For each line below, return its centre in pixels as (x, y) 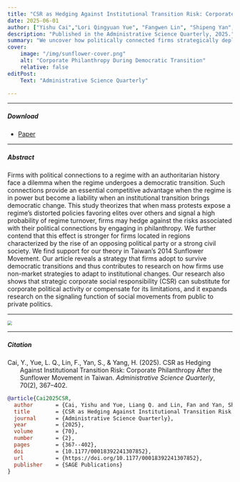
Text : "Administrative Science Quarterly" (84, 80)
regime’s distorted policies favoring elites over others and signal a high (111, 213)
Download (23, 116)
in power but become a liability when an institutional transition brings (109, 198)
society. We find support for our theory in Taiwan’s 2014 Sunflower (106, 251)
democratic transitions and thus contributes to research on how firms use (115, 266)
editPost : (22, 74)
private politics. (30, 304)
